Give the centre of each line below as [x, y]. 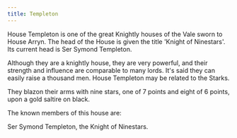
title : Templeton [33, 14]
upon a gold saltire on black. [49, 99]
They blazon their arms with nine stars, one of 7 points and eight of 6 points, [118, 91]
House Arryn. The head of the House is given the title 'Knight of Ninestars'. [116, 41]
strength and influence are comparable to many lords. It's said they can [111, 70]
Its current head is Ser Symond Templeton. [70, 49]
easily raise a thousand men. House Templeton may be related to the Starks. [118, 78]
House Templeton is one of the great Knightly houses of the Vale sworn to [115, 34]
